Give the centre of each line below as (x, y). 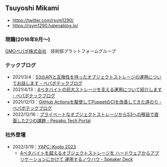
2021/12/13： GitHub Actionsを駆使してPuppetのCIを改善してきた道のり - (87, 102)
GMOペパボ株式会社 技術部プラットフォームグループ (61, 51)
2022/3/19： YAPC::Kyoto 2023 (44, 147)
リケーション (33, 159)
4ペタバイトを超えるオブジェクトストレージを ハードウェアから (85, 153)
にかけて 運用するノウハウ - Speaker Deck (89, 159)
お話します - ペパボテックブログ (50, 83)
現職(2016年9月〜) (28, 39)
